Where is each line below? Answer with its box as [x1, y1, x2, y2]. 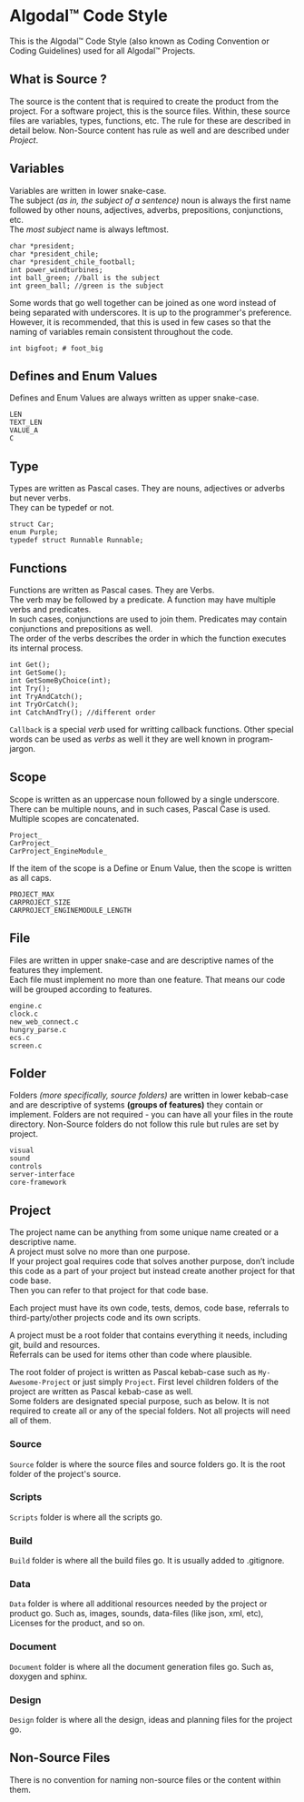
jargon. [9, 744, 36, 754]
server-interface [9, 1170, 75, 1179]
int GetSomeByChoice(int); [9, 676, 112, 685]
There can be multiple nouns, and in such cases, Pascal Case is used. [9, 803, 270, 815]
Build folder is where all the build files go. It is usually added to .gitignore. [9, 1555, 285, 1566]
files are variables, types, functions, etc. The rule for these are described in [9, 115, 291, 126]
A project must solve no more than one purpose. [9, 1246, 191, 1257]
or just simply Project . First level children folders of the [72, 1376, 279, 1388]
